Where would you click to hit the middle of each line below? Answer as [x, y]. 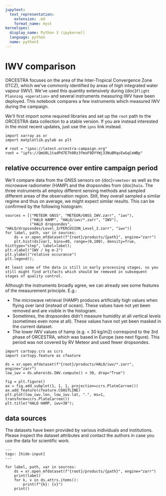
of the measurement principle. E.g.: [41, 291]
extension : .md [30, 19]
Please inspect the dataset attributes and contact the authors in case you [80, 436]
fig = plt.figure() [25, 382]
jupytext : [15, 10]
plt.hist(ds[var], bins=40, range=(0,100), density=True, [75, 241]
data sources [26, 418]
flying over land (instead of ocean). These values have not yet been [81, 305]
